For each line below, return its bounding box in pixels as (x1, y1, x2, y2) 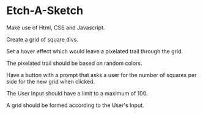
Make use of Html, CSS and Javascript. (6, 24, 105, 31)
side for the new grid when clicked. (6, 78, 95, 85)
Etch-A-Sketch (6, 4, 84, 18)
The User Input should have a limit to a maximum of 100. (6, 89, 148, 97)
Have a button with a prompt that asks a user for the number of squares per (6, 71, 197, 78)
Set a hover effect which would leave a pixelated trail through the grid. (6, 47, 183, 55)
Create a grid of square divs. (6, 35, 78, 43)
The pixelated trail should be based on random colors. (6, 59, 142, 67)
